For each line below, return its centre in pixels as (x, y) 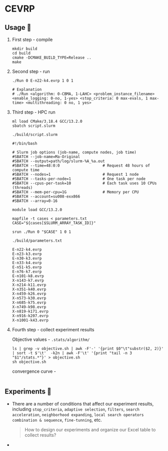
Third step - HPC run (34, 112)
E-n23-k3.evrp (27, 254)
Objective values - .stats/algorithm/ (51, 339)
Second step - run (31, 71)
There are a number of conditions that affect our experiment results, (83, 404)
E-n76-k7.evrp (27, 272)
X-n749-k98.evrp (29, 307)
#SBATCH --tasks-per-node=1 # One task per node (79, 179)
